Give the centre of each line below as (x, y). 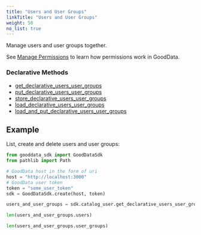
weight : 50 (20, 23)
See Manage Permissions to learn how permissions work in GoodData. (93, 57)
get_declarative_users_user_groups (58, 86)
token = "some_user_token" (40, 188)
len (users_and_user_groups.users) (49, 215)
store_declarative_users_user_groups (60, 98)
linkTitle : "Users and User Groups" (52, 17)
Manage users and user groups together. (57, 45)
